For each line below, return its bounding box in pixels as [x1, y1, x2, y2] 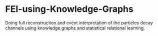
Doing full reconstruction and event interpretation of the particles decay [5, 20, 153, 26]
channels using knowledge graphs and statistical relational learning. [5, 25, 145, 31]
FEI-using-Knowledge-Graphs [5, 3, 133, 15]
